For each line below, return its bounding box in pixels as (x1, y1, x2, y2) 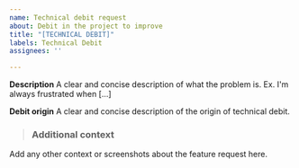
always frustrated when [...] (9, 89, 112, 100)
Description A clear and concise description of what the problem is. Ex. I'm (9, 79, 289, 90)
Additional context (31, 128, 114, 141)
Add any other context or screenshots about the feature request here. (9, 149, 268, 160)
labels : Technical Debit (9, 38, 103, 48)
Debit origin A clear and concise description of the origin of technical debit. (9, 106, 291, 117)
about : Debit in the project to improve (9, 22, 164, 31)
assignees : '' (9, 47, 63, 56)
